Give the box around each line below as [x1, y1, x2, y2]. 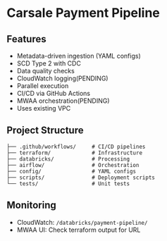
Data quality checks [16, 67, 75, 75]
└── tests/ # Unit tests [6, 180, 130, 187]
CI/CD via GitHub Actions [16, 89, 91, 97]
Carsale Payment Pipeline [6, 5, 160, 21]
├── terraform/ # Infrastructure [6, 149, 142, 156]
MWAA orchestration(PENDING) [16, 97, 110, 105]
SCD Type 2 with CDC [16, 59, 82, 68]
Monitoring [6, 199, 57, 211]
